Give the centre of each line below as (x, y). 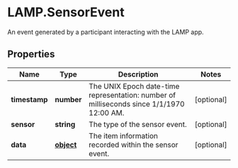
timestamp (29, 99)
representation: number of (132, 95)
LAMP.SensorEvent (66, 12)
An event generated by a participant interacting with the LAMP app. (106, 32)
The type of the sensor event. (137, 124)
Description (138, 74)
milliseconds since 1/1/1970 (137, 103)
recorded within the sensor (133, 145)
